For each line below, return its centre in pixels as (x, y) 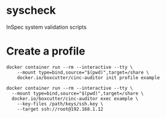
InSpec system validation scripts (47, 27)
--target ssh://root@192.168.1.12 (60, 109)
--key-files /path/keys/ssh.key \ (60, 104)
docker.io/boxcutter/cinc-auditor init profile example (89, 78)
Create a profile (46, 51)
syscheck (31, 10)
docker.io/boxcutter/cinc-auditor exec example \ (75, 99)
